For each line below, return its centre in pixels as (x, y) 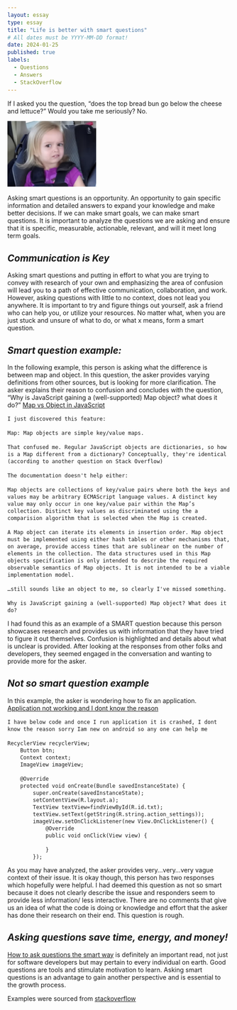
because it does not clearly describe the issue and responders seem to (111, 892)
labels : (19, 60)
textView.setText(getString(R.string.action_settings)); (118, 814)
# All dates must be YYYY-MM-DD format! (68, 38)
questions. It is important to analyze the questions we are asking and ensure (119, 221)
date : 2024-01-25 (33, 45)
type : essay (25, 22)
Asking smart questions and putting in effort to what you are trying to (108, 275)
